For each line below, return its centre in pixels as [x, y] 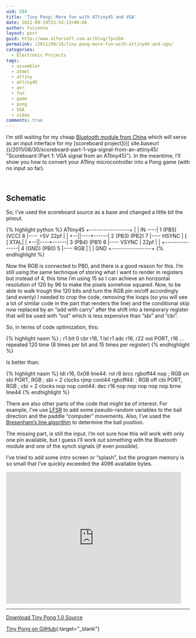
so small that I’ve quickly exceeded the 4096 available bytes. [79, 463]
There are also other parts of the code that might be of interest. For [87, 403]
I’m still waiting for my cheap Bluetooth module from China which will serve [96, 137]
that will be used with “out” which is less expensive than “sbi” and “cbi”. [92, 315]
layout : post [22, 33]
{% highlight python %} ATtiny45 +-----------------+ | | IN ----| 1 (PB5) [91, 230]
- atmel [21, 71]
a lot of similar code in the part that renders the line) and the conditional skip [98, 303]
